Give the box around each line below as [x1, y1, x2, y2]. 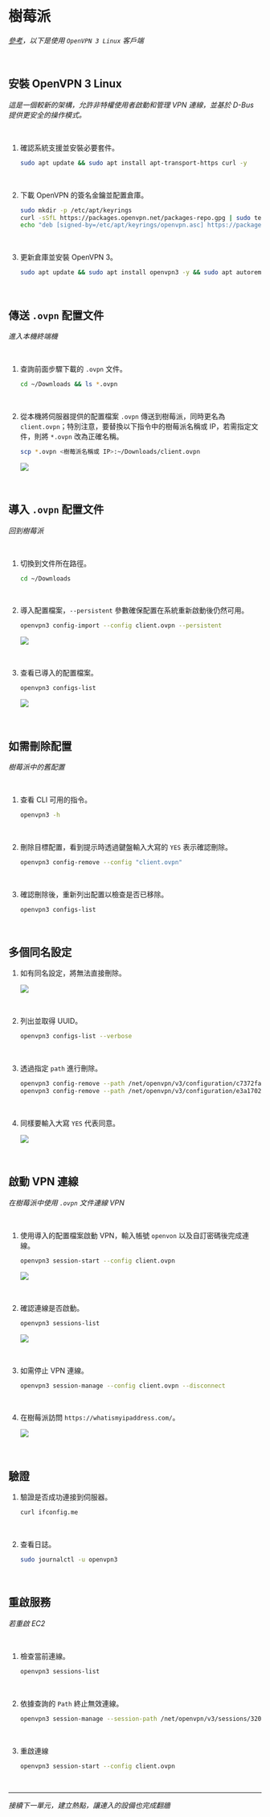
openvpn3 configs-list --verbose [19, 1033, 133, 1041]
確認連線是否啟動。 [19, 1303, 84, 1312]
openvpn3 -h [19, 811, 60, 819]
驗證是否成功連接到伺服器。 [19, 1492, 112, 1502]
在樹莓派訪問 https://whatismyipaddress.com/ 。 [19, 1412, 180, 1423]
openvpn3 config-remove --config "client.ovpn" [19, 858, 182, 867]
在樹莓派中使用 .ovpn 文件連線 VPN [8, 1198, 125, 1208]
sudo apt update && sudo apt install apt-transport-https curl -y [19, 159, 247, 167]
